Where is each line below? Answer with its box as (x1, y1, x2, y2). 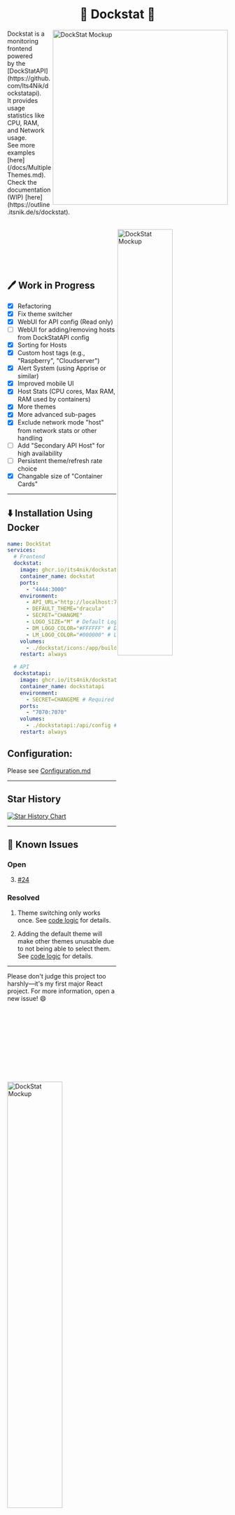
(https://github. (7, 73, 51, 83)
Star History (7, 793, 62, 805)
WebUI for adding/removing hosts (17, 325, 115, 334)
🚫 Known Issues (7, 839, 79, 851)
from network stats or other (17, 426, 97, 434)
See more (7, 141, 36, 149)
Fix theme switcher (17, 309, 73, 318)
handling (17, 434, 43, 442)
